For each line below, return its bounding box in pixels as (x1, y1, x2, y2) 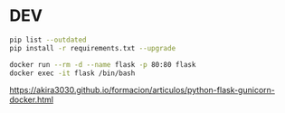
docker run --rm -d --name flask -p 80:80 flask (9, 60, 196, 69)
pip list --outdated (9, 35, 88, 44)
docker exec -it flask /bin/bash (9, 69, 136, 78)
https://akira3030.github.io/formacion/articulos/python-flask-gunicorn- (9, 85, 276, 96)
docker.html (9, 94, 54, 105)
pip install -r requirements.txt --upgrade (9, 43, 176, 52)
